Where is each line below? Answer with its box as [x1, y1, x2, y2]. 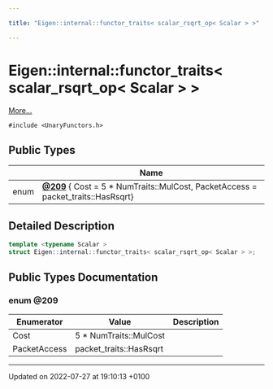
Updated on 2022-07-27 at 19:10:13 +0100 [8, 371, 150, 381]
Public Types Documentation [8, 270, 158, 285]
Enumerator [15, 316, 63, 327]
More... [8, 105, 32, 115]
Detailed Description [8, 219, 115, 233]
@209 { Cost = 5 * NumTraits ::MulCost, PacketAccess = [41, 181, 258, 192]
